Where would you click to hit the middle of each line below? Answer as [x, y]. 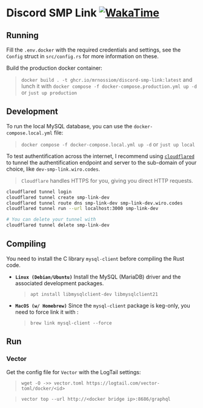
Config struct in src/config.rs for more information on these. [82, 56]
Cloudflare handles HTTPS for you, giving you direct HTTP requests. [107, 180]
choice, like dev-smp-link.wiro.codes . [53, 169]
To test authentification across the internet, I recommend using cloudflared [101, 156]
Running [23, 35]
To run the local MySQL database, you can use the [69, 126]
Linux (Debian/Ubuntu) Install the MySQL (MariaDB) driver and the [98, 277]
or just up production [49, 93]
